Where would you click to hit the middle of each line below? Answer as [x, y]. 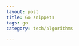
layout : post [22, 12]
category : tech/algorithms [40, 28]
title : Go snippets [31, 17]
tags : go [17, 23]
